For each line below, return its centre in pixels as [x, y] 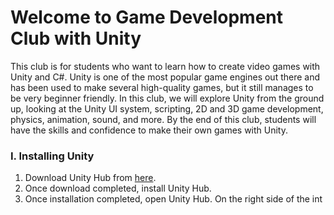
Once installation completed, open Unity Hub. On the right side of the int [173, 199]
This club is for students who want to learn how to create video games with [165, 66]
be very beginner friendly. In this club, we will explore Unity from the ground [167, 98]
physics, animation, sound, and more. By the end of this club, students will [163, 119]
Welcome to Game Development [147, 17]
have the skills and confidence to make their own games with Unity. [149, 130]
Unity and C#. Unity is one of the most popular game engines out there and [165, 77]
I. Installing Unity [52, 156]
